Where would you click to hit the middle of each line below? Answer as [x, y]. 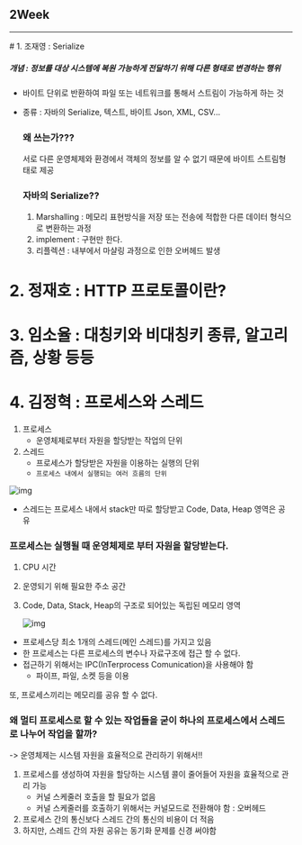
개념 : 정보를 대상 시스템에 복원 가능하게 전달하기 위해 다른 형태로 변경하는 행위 [145, 68]
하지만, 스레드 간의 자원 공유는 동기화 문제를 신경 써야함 [120, 831]
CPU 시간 [39, 567]
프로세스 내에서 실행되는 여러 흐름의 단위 [102, 473]
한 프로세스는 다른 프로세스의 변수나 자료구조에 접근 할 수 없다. [131, 653]
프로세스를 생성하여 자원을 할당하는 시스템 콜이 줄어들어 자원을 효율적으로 [151, 775]
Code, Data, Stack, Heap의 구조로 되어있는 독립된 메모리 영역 [131, 605]
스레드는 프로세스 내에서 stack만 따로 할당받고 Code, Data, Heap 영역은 [149, 509]
